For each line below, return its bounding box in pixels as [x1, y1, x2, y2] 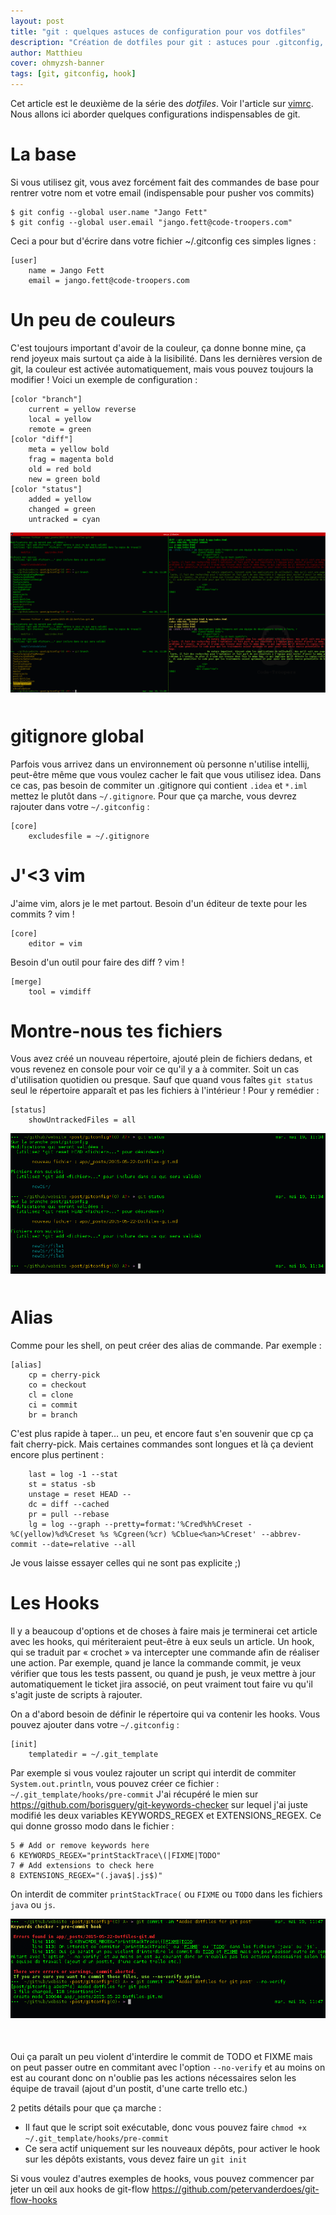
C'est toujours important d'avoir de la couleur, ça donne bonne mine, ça [10, 341, 307, 354]
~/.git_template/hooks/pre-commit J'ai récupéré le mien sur [10, 1788, 259, 1800]
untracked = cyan [28, 514, 101, 524]
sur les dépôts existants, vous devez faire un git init [24, 2153, 248, 2165]
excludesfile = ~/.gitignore [28, 831, 150, 841]
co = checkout [28, 1380, 87, 1390]
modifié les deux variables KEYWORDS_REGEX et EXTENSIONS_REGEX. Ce [10, 1810, 322, 1822]
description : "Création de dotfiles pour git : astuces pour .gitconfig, [10, 37, 325, 47]
